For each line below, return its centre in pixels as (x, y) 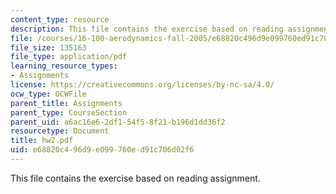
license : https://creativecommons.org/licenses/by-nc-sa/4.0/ (142, 85)
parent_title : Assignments (66, 103)
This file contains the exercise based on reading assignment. (135, 178)
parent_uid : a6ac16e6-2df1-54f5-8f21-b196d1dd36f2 (118, 122)
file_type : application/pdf (69, 57)
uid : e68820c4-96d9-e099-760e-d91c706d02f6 (102, 150)
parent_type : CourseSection (69, 112)
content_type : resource (60, 19)
